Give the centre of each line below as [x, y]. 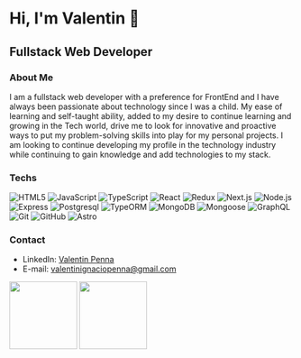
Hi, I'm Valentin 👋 [74, 18]
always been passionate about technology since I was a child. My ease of [146, 106]
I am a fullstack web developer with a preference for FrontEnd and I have [144, 96]
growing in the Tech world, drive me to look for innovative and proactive [143, 125]
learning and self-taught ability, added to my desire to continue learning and [150, 115]
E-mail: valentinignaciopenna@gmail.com [99, 269]
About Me [32, 78]
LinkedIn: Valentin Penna [68, 260]
